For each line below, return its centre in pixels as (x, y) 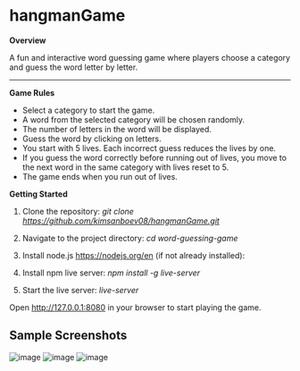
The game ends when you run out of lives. (100, 176)
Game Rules (32, 93)
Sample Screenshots (68, 336)
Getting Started (39, 194)
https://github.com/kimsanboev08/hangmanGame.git (121, 221)
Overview (28, 40)
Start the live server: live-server (80, 290)
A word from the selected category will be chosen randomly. (133, 119)
